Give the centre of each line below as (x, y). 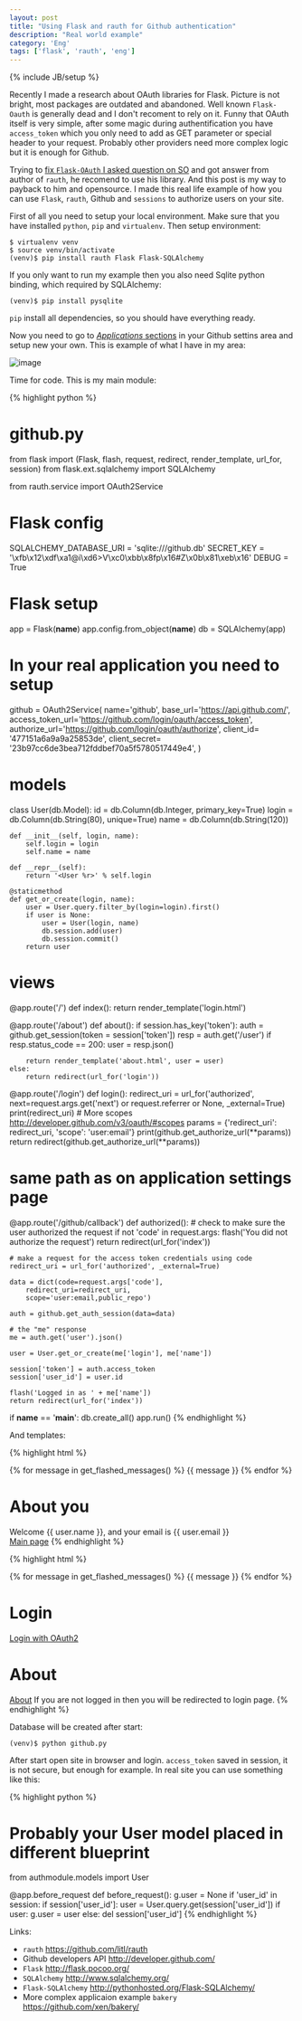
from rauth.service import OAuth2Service (86, 487)
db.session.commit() (80, 939)
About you (49, 1506)
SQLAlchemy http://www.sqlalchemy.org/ (96, 1978)
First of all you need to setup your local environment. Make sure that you (145, 216)
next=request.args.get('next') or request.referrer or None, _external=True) (147, 1103)
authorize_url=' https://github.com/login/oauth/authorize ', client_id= (135, 728)
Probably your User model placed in (146, 1833)
